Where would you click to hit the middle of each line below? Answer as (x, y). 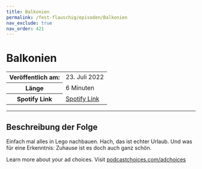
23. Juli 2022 (85, 77)
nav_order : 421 (25, 29)
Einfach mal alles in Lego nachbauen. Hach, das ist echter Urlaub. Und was (99, 141)
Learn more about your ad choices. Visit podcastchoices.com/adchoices (96, 159)
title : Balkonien (28, 12)
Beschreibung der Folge (52, 127)
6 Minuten (80, 88)
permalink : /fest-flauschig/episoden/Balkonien (67, 17)
